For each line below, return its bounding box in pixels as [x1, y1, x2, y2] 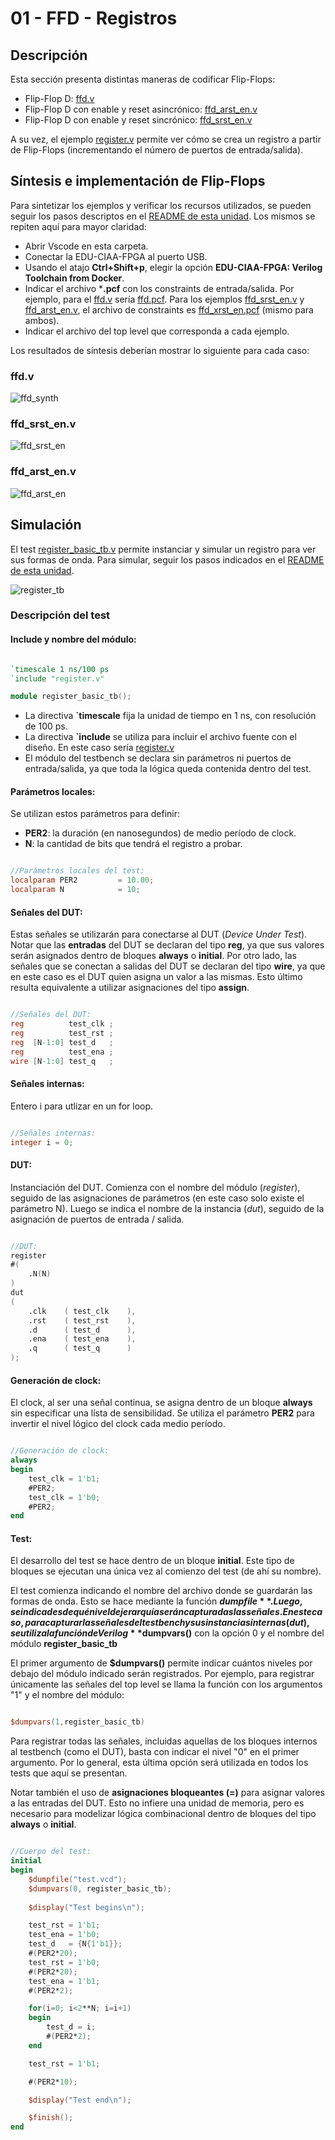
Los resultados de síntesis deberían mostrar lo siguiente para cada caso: [10, 344, 310, 356]
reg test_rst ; [10, 1028, 114, 1039]
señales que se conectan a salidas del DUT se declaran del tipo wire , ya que [10, 960, 326, 972]
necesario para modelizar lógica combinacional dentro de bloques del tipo [10, 1808, 317, 1820]
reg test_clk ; [10, 1019, 114, 1029]
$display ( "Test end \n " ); [28, 2095, 132, 2105]
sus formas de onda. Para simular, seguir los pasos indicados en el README [10, 553, 325, 566]
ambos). [24, 314, 60, 326]
